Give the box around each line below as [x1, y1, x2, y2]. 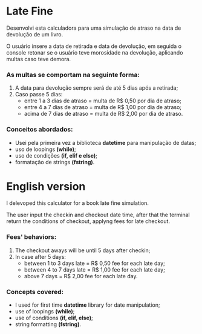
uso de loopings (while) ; [15, 145, 76, 153]
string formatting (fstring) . [15, 321, 82, 328]
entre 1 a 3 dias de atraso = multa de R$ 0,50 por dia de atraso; [24, 97, 181, 104]
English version [6, 179, 86, 193]
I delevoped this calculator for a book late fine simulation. [6, 199, 149, 207]
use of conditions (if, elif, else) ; [15, 314, 93, 322]
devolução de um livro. [6, 30, 64, 38]
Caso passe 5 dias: [15, 91, 63, 98]
